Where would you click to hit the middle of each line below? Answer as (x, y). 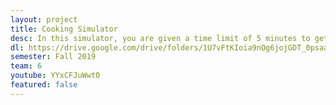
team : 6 (26, 66)
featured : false (44, 85)
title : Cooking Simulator (64, 29)
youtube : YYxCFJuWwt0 (55, 76)
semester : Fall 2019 (53, 57)
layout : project (44, 19)
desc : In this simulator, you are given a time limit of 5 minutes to (160, 38)
